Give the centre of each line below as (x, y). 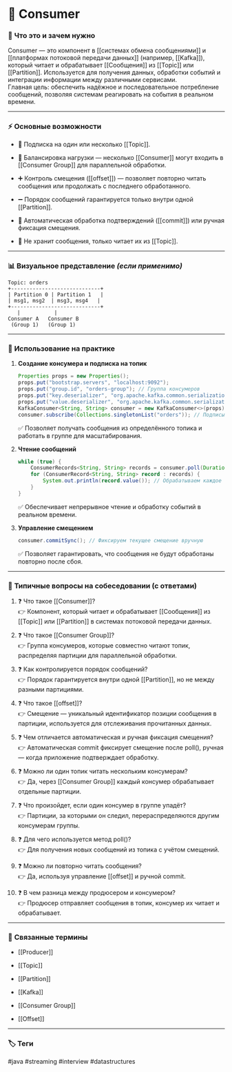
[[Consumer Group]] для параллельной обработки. (92, 165)
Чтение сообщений (47, 449)
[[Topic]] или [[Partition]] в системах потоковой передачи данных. (115, 621)
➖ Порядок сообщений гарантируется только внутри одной (105, 199)
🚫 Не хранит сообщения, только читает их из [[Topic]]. (98, 241)
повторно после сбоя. (50, 561)
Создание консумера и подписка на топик (82, 364)
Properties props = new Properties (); (73, 376)
